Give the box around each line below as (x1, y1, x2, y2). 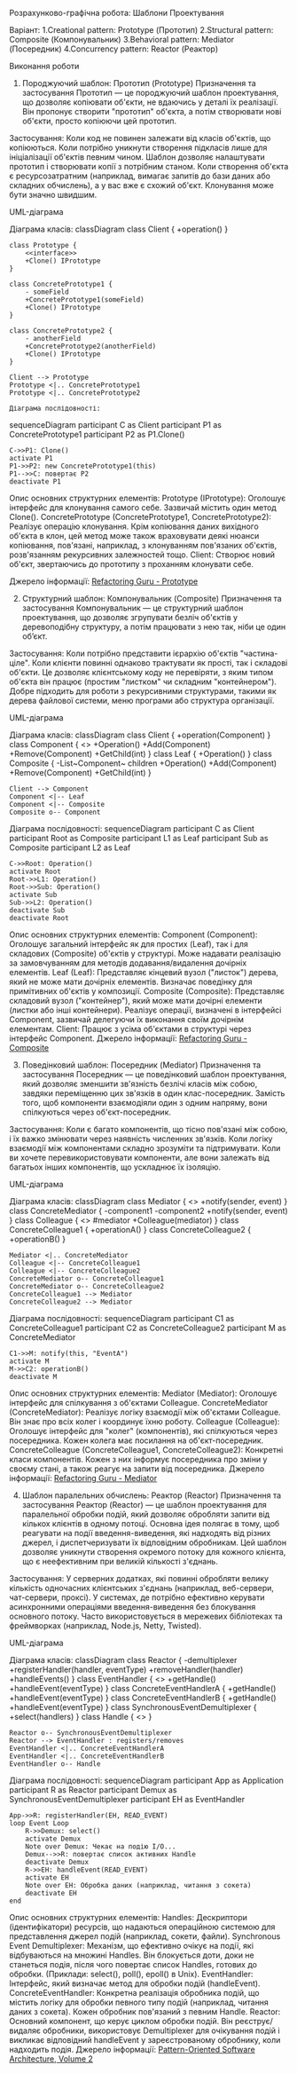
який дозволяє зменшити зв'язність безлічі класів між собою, (21, 1078, 258, 1089)
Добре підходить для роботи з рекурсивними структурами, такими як (9, 686, 277, 696)
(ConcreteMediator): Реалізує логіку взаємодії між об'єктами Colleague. (9, 1407, 281, 1417)
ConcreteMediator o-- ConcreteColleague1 (9, 1274, 165, 1283)
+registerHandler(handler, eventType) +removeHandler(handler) (9, 1664, 244, 1675)
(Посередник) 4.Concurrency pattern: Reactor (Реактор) (9, 43, 219, 54)
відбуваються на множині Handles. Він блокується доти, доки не (9, 1950, 254, 1960)
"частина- (239, 648, 278, 658)
